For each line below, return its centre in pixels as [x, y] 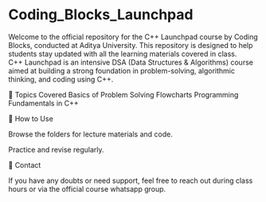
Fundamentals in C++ [44, 103]
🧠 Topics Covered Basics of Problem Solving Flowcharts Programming [123, 94]
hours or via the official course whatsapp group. [87, 188]
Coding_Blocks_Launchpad [101, 15]
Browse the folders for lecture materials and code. [90, 134]
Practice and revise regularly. [57, 149]
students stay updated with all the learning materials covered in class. [123, 53]
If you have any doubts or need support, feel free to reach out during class [131, 180]
